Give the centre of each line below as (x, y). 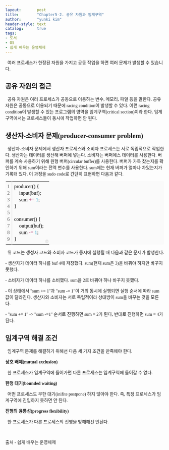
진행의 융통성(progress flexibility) (37, 411)
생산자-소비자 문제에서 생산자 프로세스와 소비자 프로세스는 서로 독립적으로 (79, 149)
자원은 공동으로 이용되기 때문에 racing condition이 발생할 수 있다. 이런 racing (77, 106)
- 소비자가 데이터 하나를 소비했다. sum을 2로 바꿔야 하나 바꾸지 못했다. (72, 280)
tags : (11, 33)
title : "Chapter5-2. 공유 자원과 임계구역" (55, 15)
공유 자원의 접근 (28, 87)
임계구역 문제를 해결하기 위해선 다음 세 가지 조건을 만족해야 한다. (70, 351)
